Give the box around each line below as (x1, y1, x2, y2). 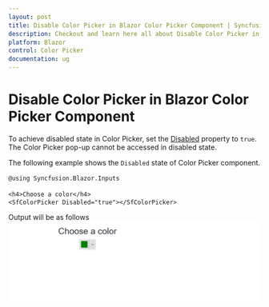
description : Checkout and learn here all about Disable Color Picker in (8, 30, 260, 38)
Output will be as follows (8, 212, 90, 221)
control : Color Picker (8, 46, 84, 55)
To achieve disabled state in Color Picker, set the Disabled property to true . (8, 134, 257, 143)
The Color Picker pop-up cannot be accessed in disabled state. (8, 142, 218, 152)
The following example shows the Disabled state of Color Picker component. (8, 157, 261, 167)
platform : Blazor (8, 38, 66, 46)
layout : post (8, 13, 52, 21)
